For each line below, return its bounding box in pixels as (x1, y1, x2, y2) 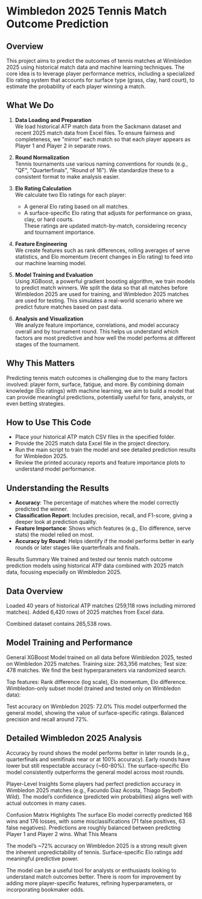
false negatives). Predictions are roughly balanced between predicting (6, 823, 181, 831)
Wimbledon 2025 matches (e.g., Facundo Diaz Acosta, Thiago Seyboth (6, 787, 183, 794)
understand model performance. (14, 465, 96, 472)
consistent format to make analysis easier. (14, 173, 120, 180)
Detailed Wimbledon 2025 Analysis (6, 733, 142, 744)
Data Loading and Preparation (14, 116, 92, 123)
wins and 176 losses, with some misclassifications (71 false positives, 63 (6, 817, 186, 825)
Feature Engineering (14, 240, 68, 247)
